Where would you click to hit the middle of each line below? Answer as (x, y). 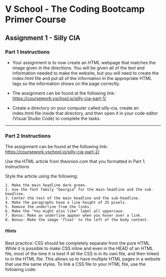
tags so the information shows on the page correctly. (66, 83)
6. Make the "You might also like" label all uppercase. (65, 211)
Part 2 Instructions (28, 136)
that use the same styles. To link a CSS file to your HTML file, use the (75, 264)
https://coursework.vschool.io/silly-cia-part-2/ (52, 152)
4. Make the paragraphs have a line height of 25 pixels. (66, 203)
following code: (21, 270)
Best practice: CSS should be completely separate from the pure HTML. (78, 243)
